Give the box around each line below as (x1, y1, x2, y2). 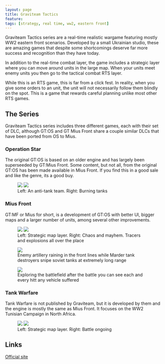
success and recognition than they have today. (5, 50, 100, 56)
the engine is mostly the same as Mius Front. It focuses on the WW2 (5, 305, 144, 311)
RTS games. (5, 96, 30, 102)
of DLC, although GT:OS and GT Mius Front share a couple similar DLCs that (5, 128, 159, 134)
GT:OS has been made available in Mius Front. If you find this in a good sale (5, 167, 159, 173)
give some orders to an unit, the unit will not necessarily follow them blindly (5, 85, 158, 91)
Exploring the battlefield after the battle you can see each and (17, 272, 143, 278)
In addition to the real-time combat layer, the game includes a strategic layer (5, 60, 160, 66)
